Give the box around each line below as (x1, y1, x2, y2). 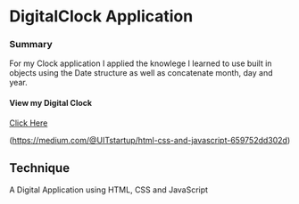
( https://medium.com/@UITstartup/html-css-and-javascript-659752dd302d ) (9, 135, 291, 145)
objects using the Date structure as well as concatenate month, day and (9, 68, 274, 78)
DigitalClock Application (9, 6, 194, 27)
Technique (9, 160, 70, 175)
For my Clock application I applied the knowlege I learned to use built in (9, 58, 272, 69)
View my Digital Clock (9, 98, 92, 109)
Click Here (9, 118, 48, 128)
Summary (9, 38, 54, 51)
